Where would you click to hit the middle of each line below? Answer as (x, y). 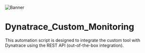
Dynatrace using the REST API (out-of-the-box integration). (64, 45)
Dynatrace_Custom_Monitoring (70, 27)
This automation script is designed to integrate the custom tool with (72, 40)
